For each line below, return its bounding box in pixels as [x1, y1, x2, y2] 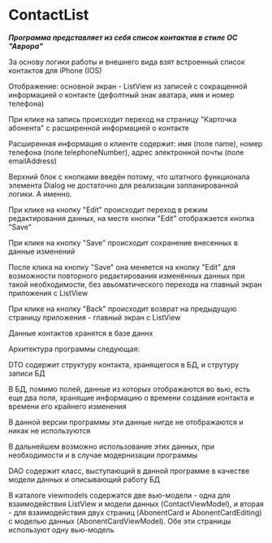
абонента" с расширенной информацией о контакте [8, 123, 189, 132]
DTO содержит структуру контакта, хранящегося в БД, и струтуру [8, 359, 240, 369]
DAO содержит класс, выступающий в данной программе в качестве [8, 466, 250, 476]
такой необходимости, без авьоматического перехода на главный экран [8, 279, 262, 289]
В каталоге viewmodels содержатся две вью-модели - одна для [8, 490, 231, 500]
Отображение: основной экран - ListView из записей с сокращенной [8, 81, 248, 91]
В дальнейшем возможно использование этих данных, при [8, 441, 215, 451]
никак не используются [8, 425, 91, 436]
